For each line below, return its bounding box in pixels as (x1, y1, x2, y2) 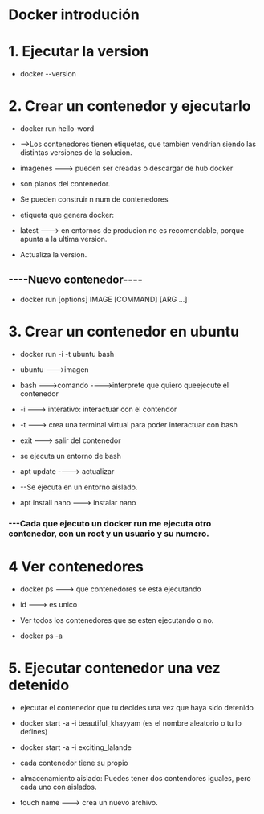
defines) (19, 726, 48, 736)
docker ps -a (19, 631, 63, 640)
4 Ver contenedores (8, 557, 144, 575)
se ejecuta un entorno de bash (19, 451, 122, 460)
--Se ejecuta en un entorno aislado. (19, 482, 138, 492)
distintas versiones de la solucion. (19, 148, 132, 157)
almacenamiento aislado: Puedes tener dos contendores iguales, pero (19, 773, 251, 783)
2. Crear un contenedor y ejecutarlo (8, 97, 251, 116)
